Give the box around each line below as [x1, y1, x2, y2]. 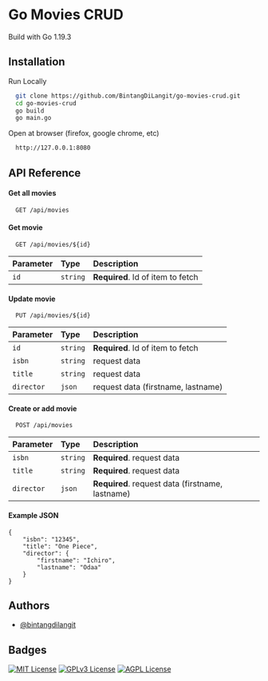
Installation [8, 55, 65, 69]
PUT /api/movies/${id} [15, 311, 91, 320]
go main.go [15, 114, 52, 122]
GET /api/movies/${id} [15, 240, 91, 248]
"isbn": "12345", [22, 535, 81, 544]
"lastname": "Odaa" [37, 563, 102, 572]
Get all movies [8, 188, 57, 198]
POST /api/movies [15, 422, 73, 430]
